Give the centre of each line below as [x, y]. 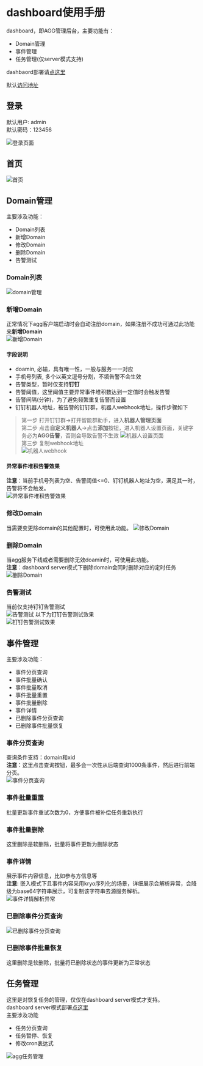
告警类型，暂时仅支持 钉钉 [47, 384]
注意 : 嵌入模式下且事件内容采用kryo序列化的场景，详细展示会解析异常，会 [99, 884]
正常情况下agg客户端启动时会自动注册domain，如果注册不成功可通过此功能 [101, 324]
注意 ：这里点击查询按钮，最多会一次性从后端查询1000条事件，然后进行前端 [101, 765]
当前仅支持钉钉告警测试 [36, 607]
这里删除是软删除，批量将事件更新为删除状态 [62, 844]
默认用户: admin [27, 122]
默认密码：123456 [29, 130]
